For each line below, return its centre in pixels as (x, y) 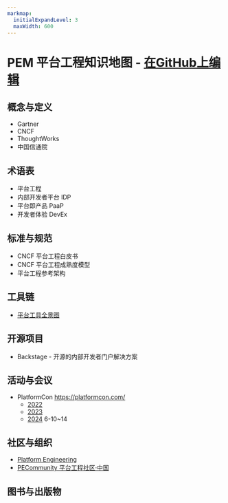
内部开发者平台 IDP (44, 197)
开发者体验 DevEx (42, 215)
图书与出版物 (34, 492)
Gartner (28, 124)
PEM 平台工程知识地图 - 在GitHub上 (108, 62)
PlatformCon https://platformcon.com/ (71, 397)
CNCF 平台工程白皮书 (47, 256)
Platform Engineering (47, 460)
